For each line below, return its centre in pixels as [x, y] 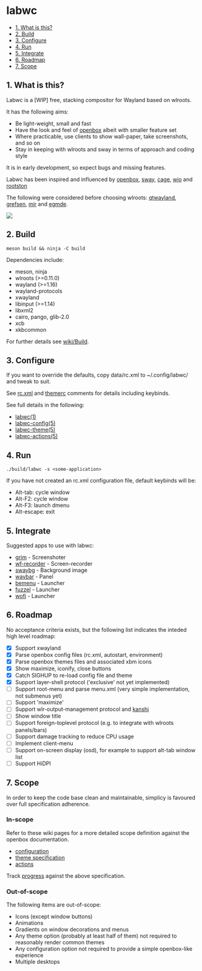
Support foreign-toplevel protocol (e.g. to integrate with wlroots [94, 723]
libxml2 [24, 310]
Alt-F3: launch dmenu [42, 506]
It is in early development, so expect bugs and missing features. [86, 167]
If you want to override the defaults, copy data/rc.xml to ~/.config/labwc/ [97, 375]
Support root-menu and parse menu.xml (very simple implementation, [102, 689]
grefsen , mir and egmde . [37, 204]
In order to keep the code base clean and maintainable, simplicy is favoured [101, 797]
